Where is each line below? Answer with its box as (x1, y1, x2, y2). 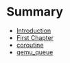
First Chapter (16, 33, 54, 41)
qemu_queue (16, 48, 54, 56)
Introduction (16, 26, 51, 35)
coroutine (16, 41, 44, 49)
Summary (6, 4, 63, 20)
